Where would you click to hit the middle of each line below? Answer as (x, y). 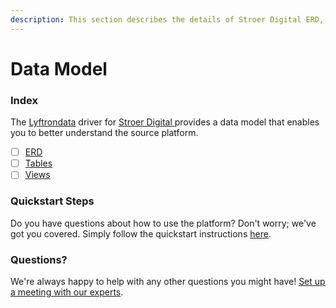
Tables (38, 163)
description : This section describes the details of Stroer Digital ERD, (167, 19)
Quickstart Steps (52, 201)
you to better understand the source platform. (104, 133)
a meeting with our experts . (67, 292)
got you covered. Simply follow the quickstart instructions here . (141, 233)
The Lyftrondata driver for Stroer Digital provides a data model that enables (165, 122)
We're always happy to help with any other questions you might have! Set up (168, 281)
